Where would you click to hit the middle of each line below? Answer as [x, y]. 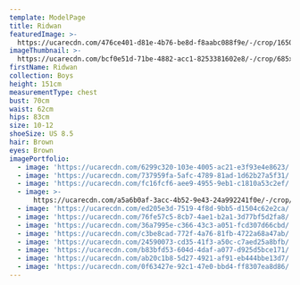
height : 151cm [36, 84]
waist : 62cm [31, 109]
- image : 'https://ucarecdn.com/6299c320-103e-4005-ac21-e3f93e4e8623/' [155, 167]
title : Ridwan [36, 26]
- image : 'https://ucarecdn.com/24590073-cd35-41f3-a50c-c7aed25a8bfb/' [155, 242]
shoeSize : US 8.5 [42, 134]
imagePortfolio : [39, 159]
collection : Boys [42, 76]
